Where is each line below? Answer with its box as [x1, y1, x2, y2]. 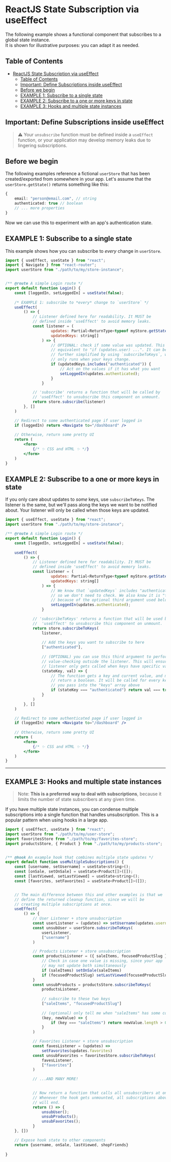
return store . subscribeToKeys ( [32, 625, 99, 631]
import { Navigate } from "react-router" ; [5, 262, 97, 268]
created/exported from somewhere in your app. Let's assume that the [5, 176, 152, 182]
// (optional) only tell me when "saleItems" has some [41, 1010, 160, 1015]
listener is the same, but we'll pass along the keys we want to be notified [5, 502, 158, 508]
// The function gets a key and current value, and [50, 673, 163, 679]
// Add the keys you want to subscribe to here [41, 640, 145, 645]
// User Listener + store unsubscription [32, 916, 122, 921]
